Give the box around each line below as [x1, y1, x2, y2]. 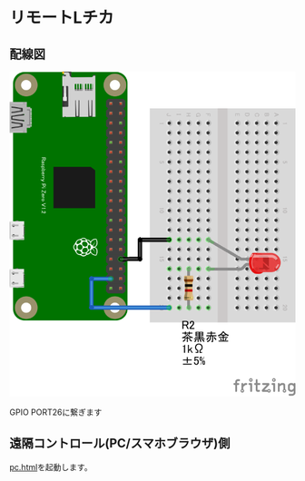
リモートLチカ [9, 7, 114, 28]
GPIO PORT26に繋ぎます [9, 407, 103, 417]
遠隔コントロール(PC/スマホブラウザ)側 [9, 436, 231, 451]
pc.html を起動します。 [9, 461, 93, 472]
